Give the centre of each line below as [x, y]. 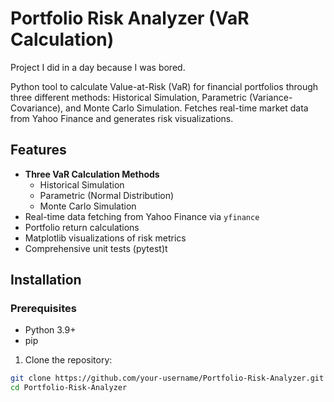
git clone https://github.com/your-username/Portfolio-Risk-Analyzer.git [167, 378]
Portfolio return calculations [82, 227]
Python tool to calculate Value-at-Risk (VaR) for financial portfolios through [164, 86]
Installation [46, 280]
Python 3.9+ [50, 330]
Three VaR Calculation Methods [92, 174]
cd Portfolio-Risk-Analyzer [69, 388]
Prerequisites [43, 309]
